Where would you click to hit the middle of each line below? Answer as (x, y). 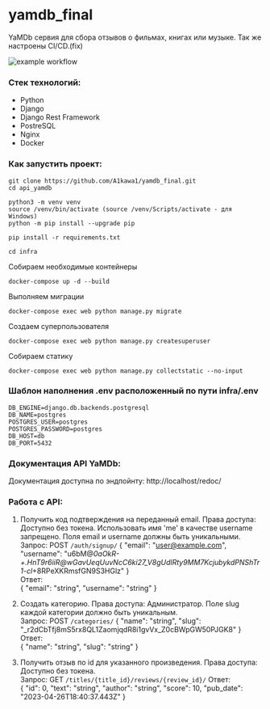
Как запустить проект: (55, 164)
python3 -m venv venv (45, 202)
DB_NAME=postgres (37, 415)
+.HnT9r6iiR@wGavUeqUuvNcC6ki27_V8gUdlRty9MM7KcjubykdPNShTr (140, 563)
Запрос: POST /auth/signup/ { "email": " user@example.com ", (123, 545)
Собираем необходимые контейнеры (73, 266)
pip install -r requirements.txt (64, 237)
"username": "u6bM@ (57, 554)
